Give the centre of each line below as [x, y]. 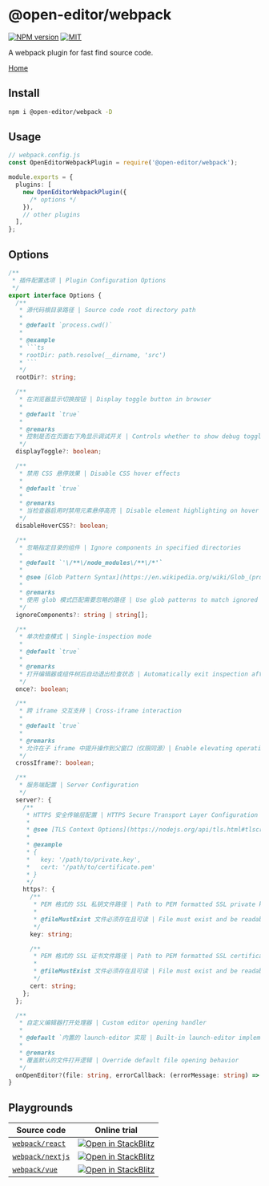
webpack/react [39, 1144]
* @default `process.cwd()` [66, 325]
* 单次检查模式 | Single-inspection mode [85, 637]
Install [24, 93]
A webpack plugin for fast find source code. [81, 52]
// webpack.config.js [44, 155]
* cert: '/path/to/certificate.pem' [91, 867]
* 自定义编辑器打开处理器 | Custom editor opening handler [112, 1023]
